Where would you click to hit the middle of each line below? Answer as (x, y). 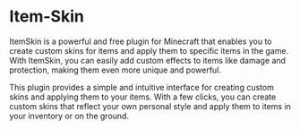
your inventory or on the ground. (69, 116)
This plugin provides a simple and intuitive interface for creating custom (142, 87)
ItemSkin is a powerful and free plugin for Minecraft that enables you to (141, 41)
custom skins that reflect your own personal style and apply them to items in (150, 106)
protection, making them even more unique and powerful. (116, 70)
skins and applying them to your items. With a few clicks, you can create (143, 97)
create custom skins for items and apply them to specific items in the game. (149, 50)
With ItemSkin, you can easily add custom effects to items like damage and (148, 60)
